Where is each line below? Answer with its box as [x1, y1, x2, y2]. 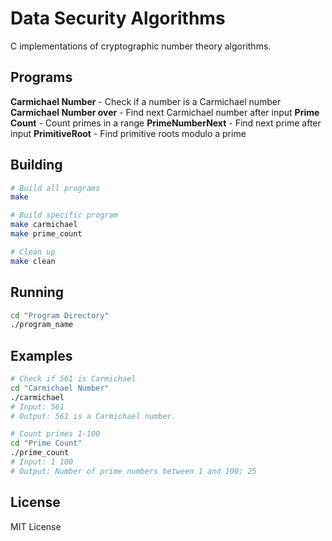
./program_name [10, 320, 74, 330]
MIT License [10, 520, 62, 532]
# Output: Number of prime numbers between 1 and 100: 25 [10, 466, 257, 476]
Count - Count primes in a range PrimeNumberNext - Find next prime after [10, 117, 322, 129]
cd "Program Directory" [10, 310, 110, 321]
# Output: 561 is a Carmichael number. [10, 411, 177, 421]
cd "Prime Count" [10, 438, 83, 449]
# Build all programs [10, 183, 101, 193]
